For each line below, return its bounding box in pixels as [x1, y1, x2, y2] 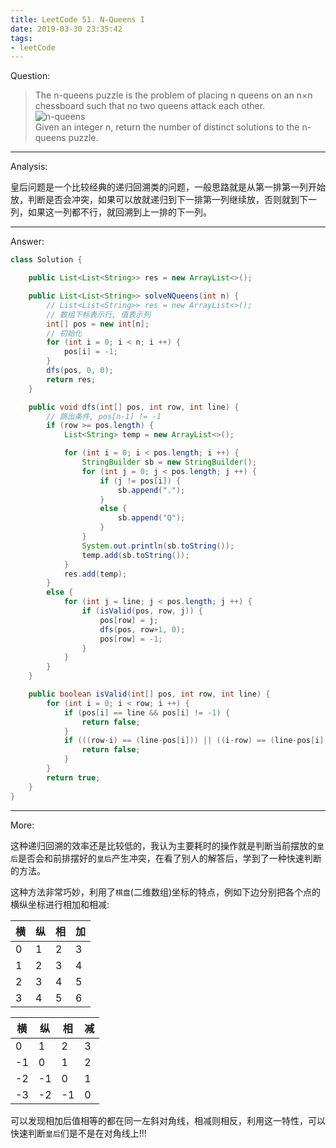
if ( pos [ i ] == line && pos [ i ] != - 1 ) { [63, 707, 231, 718]
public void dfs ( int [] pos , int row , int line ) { [28, 402, 240, 412]
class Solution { [10, 255, 83, 265]
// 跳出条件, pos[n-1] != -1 [46, 411, 162, 421]
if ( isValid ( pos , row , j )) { [81, 606, 203, 616]
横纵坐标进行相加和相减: [10, 898, 110, 910]
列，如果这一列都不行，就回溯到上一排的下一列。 [10, 206, 212, 218]
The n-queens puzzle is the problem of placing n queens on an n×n [34, 89, 313, 101]
